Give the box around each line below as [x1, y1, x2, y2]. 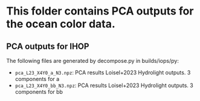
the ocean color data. [6, 17, 116, 31]
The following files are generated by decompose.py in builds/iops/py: [6, 57, 179, 64]
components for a [15, 76, 60, 82]
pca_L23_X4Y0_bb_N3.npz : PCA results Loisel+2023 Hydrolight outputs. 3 [15, 82, 193, 89]
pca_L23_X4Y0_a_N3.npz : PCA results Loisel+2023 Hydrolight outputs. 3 [15, 69, 191, 76]
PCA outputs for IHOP [6, 41, 89, 51]
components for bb [15, 88, 63, 95]
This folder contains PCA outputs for [6, 4, 194, 18]
